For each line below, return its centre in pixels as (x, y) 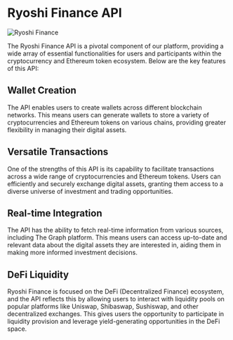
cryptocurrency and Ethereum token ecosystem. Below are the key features (116, 60)
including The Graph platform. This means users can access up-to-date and (117, 237)
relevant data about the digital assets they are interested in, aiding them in (114, 245)
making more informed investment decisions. (73, 253)
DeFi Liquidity (38, 274)
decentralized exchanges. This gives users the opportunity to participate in (116, 314)
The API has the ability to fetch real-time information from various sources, (115, 230)
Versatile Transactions (58, 152)
